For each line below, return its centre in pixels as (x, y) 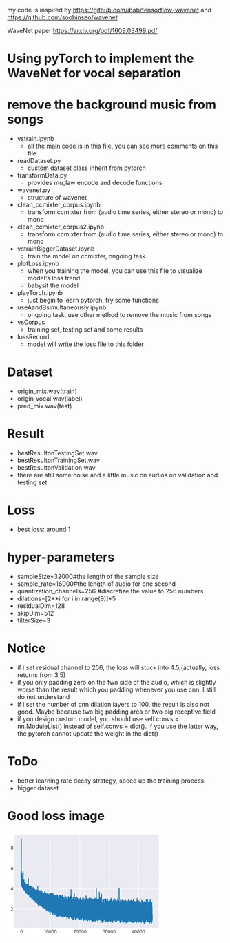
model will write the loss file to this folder (86, 344)
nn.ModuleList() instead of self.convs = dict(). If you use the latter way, (117, 726)
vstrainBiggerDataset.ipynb (56, 249)
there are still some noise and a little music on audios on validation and (117, 475)
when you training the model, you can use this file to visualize (115, 271)
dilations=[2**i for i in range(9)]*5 (66, 598)
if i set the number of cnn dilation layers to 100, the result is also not (113, 704)
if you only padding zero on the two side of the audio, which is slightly (116, 682)
